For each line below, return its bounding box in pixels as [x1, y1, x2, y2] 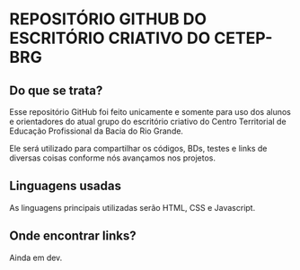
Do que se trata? [9, 83, 103, 98]
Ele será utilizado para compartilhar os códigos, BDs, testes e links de [9, 144, 268, 153]
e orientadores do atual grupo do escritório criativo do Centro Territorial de [9, 117, 287, 126]
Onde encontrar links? [9, 229, 137, 244]
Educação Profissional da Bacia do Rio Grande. [9, 126, 184, 136]
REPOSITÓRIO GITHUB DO [9, 9, 207, 30]
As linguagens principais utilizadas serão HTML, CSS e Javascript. [9, 202, 256, 213]
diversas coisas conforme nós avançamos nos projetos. [9, 152, 216, 163]
